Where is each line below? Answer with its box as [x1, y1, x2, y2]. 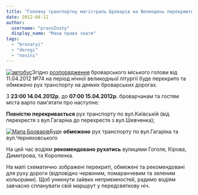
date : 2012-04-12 [6, 14, 49, 20]
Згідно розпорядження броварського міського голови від [32, 68, 178, 75]
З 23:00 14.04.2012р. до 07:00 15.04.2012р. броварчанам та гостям [6, 92, 179, 100]
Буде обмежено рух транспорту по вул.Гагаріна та [49, 128, 179, 135]
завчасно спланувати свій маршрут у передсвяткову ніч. [6, 182, 150, 189]
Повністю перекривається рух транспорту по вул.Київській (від [6, 110, 170, 117]
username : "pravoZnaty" [11, 25, 70, 31]
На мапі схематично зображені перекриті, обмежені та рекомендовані [6, 163, 185, 170]
